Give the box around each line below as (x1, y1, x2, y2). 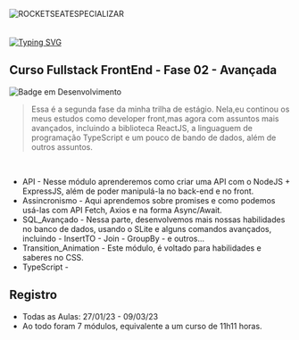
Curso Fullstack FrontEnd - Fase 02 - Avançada (9, 62, 278, 78)
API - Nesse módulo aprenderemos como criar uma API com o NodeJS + (21, 176, 291, 187)
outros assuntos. (30, 141, 94, 152)
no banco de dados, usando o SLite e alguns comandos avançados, (21, 223, 272, 234)
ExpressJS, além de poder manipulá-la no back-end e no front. (21, 186, 254, 196)
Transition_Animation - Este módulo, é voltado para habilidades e (21, 242, 262, 253)
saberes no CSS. (21, 252, 85, 262)
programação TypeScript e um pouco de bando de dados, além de (30, 132, 277, 143)
